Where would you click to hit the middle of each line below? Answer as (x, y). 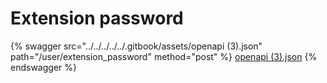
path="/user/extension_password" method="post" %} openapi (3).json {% (164, 56)
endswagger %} (43, 67)
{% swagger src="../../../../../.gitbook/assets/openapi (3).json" (136, 46)
